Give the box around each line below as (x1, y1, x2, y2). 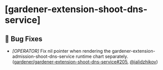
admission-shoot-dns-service (12, 53, 75, 59)
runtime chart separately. (75, 53, 128, 59)
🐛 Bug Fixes (5, 34, 43, 43)
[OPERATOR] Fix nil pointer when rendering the (12, 48, 111, 54)
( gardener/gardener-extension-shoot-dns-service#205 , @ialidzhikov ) (12, 59, 158, 64)
